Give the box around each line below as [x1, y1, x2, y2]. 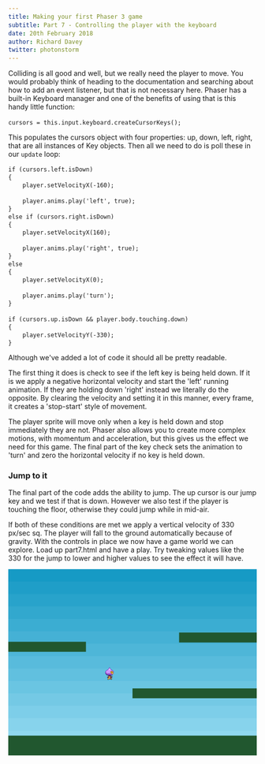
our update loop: [8, 150, 61, 159]
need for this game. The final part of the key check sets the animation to [8, 442, 243, 452]
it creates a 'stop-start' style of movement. [8, 402, 147, 412]
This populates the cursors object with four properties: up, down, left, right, [8, 132, 253, 142]
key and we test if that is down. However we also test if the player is [8, 497, 229, 506]
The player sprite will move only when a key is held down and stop [8, 417, 224, 427]
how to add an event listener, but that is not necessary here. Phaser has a [8, 85, 247, 95]
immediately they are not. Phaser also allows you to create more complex [8, 426, 246, 435]
